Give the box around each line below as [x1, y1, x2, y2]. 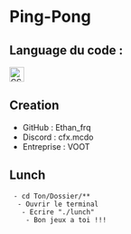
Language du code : [9, 43, 124, 58]
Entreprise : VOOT [22, 141, 90, 151]
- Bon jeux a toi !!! [25, 215, 107, 224]
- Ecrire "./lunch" [21, 207, 95, 217]
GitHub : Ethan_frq [22, 122, 91, 132]
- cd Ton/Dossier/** [13, 191, 91, 200]
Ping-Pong [9, 6, 92, 27]
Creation [9, 98, 60, 113]
